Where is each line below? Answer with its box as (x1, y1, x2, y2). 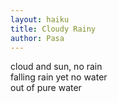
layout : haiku (10, 14, 70, 25)
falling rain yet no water (10, 71, 108, 83)
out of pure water (10, 82, 82, 94)
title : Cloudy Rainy (10, 24, 97, 34)
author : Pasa (10, 33, 65, 43)
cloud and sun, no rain (10, 61, 103, 73)
